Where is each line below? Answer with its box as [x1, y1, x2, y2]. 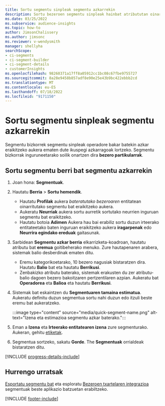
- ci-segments [5, 53, 34, 58]
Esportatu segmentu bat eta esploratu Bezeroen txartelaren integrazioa [5, 381, 149, 387]
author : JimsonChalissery [5, 30, 58, 35]
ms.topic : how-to [5, 26, 41, 30]
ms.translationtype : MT [5, 80, 54, 85]
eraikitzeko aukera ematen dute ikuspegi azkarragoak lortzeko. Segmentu [5, 147, 155, 153]
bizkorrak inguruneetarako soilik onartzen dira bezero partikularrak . [5, 152, 143, 158]
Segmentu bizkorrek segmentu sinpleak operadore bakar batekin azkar [5, 142, 149, 148]
